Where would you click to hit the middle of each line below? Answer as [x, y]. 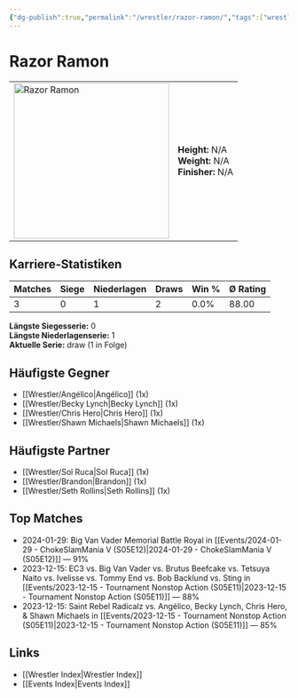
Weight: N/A [204, 161]
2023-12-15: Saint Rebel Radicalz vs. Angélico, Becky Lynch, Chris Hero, [155, 606]
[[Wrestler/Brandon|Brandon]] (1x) [84, 481]
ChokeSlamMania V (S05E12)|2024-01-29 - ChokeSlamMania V [156, 549]
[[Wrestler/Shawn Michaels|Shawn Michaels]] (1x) [114, 423]
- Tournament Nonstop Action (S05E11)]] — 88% [111, 597]
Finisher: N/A [206, 171]
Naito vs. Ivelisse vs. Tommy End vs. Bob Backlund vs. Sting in [136, 577]
